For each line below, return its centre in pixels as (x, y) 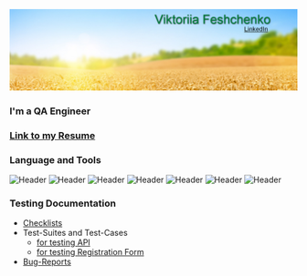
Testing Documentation (63, 203)
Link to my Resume (53, 135)
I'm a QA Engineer (50, 111)
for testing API (64, 242)
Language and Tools (56, 159)
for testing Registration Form (90, 252)
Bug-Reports (47, 262)
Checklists (42, 223)
